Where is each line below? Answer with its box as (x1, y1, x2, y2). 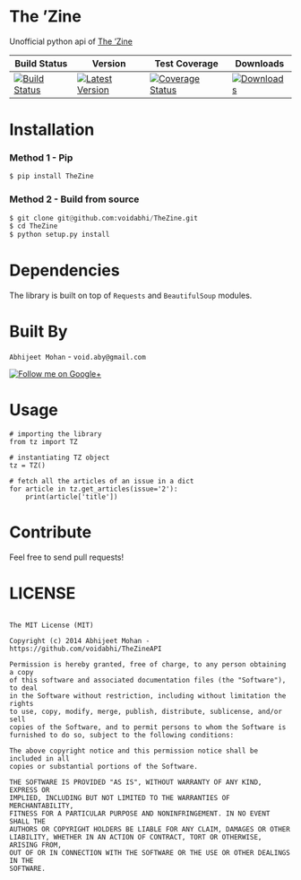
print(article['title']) (25, 492, 118, 501)
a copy (9, 667, 34, 676)
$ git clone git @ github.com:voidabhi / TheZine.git (9, 213, 199, 222)
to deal (9, 684, 39, 693)
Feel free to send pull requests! (9, 552, 124, 562)
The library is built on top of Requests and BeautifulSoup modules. (9, 290, 253, 301)
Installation (9, 119, 95, 140)
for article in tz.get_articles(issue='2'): (9, 484, 178, 494)
